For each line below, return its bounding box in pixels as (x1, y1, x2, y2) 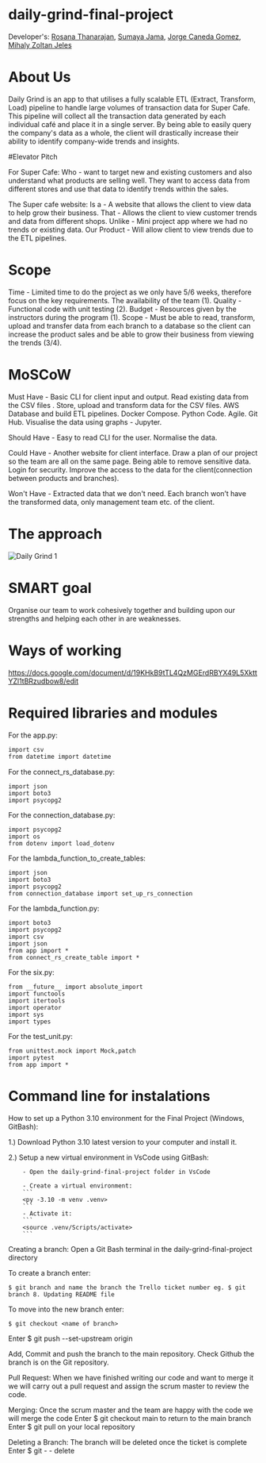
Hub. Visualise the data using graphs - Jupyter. (8, 417, 162, 426)
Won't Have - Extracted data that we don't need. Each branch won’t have (8, 488, 247, 498)
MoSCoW (8, 366, 72, 383)
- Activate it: (22, 1210, 73, 1218)
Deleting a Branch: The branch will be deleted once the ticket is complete (8, 1438, 248, 1447)
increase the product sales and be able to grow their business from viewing (8, 329, 255, 339)
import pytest (8, 1054, 55, 1062)
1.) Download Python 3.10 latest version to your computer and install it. (8, 1138, 237, 1147)
